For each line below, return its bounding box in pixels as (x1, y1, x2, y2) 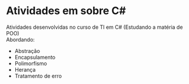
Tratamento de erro (14, 72, 62, 79)
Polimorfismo (14, 60, 47, 67)
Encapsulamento (14, 53, 56, 61)
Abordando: (6, 36, 35, 43)
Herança (14, 66, 36, 73)
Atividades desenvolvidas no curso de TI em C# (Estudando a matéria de (6, 23, 183, 31)
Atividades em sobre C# (6, 4, 127, 18)
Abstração (14, 47, 40, 54)
